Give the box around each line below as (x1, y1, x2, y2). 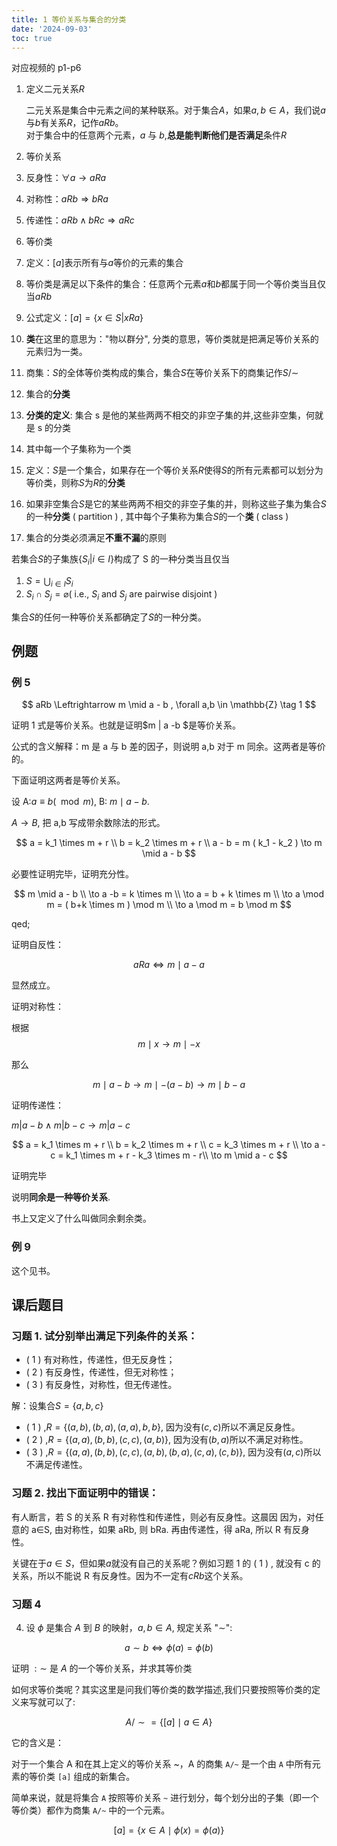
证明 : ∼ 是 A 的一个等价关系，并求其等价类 (11, 1662, 193, 1675)
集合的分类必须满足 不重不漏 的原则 (25, 532, 167, 544)
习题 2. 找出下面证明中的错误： (11, 1486, 159, 1500)
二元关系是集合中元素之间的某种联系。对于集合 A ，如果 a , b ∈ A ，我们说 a (25, 104, 326, 116)
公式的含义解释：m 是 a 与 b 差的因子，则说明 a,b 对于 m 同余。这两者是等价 (11, 741, 326, 753)
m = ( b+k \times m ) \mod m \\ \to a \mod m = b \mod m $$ (46, 899, 292, 911)
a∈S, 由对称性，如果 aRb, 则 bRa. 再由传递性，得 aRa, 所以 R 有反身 (30, 1523, 311, 1535)
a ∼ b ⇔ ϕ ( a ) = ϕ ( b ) (124, 1642, 214, 1654)
